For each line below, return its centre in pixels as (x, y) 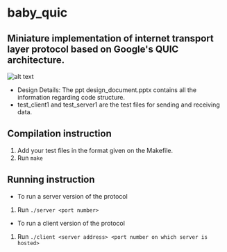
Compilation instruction (60, 134)
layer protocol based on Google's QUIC (93, 49)
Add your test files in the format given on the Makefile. (95, 150)
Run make (30, 158)
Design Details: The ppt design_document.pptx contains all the (107, 90)
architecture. (36, 60)
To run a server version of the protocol (73, 196)
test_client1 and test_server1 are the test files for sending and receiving (118, 105)
